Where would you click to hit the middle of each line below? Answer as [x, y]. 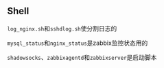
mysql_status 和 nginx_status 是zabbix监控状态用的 [78, 43]
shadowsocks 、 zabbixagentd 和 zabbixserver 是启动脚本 [82, 57]
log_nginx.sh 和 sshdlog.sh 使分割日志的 [62, 28]
